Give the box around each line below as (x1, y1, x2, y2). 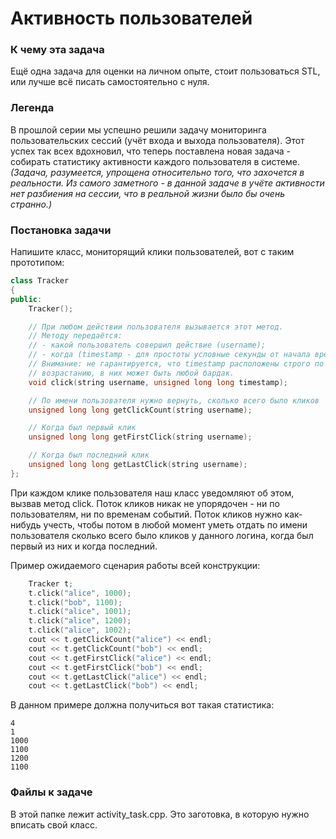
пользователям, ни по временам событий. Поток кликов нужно (10, 508, 283, 520)
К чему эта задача (10, 43, 105, 57)
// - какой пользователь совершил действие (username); (28, 340, 267, 351)
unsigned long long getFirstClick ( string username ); (28, 432, 253, 442)
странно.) (10, 198, 53, 210)
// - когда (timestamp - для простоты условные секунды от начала (28, 350, 311, 360)
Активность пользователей (10, 7, 253, 30)
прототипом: (10, 257, 65, 269)
